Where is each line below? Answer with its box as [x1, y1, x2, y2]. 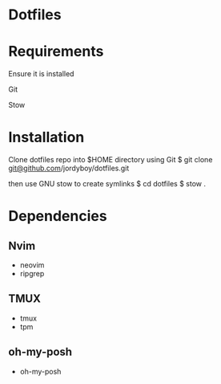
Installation [8, 129, 85, 146]
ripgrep [19, 269, 45, 279]
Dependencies [8, 207, 107, 226]
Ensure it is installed [8, 69, 74, 79]
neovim [19, 260, 45, 270]
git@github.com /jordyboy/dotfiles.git [8, 163, 130, 174]
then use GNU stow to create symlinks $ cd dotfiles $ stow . [8, 179, 207, 189]
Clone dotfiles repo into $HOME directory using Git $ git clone [8, 155, 213, 165]
